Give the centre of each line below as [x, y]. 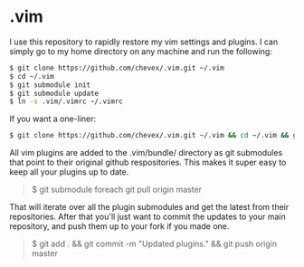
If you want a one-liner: [53, 119]
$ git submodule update [54, 93]
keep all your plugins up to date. [69, 172]
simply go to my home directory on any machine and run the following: [141, 51]
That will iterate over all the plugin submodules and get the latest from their [149, 207]
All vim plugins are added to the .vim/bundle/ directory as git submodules [146, 153]
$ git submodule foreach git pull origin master [116, 190]
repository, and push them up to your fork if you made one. [119, 226]
